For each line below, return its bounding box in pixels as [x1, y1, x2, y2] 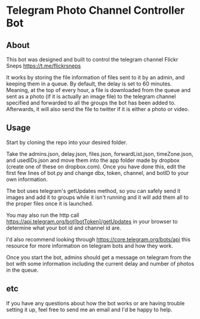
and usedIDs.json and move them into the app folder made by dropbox [6, 157, 180, 164]
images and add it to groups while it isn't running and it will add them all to [6, 194, 189, 201]
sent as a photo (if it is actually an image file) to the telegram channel [6, 93, 176, 100]
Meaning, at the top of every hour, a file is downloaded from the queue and [6, 87, 191, 93]
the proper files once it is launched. [6, 200, 94, 207]
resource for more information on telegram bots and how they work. [6, 242, 173, 249]
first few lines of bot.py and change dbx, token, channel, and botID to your [6, 169, 189, 176]
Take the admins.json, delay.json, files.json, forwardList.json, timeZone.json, [6, 150, 193, 157]
